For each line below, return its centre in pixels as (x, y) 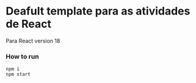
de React (28, 24)
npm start (18, 75)
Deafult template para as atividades (98, 11)
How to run (22, 56)
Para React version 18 (33, 41)
